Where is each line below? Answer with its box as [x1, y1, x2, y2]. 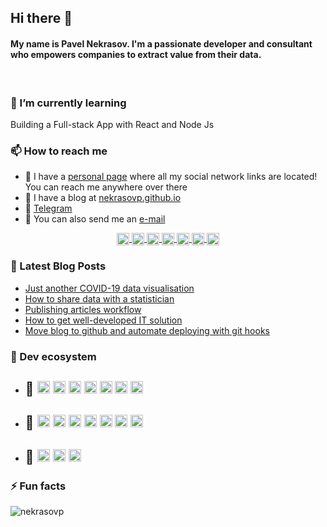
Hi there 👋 [10, 10, 73, 27]
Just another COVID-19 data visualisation [24, 282, 195, 294]
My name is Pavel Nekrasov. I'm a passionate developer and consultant [10, 37, 313, 50]
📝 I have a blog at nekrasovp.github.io [24, 192, 182, 204]
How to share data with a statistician [24, 292, 175, 305]
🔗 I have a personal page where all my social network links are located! [24, 171, 318, 183]
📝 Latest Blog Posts [10, 259, 107, 273]
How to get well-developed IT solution [24, 314, 183, 326]
